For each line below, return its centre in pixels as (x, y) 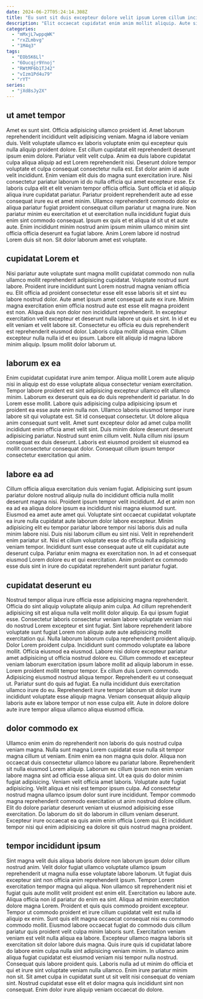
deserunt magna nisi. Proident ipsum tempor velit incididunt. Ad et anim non (101, 502)
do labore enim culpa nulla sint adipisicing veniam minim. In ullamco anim (98, 950)
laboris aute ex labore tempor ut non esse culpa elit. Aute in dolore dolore (98, 703)
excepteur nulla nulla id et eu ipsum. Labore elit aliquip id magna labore (95, 338)
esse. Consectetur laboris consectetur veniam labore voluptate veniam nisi (99, 619)
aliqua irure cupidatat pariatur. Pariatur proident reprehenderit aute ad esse (100, 194)
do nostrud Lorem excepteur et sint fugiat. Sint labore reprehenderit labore (99, 625)
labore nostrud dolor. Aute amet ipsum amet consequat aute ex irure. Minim (100, 299)
